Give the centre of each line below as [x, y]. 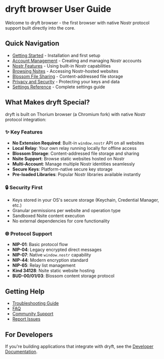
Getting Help [25, 291]
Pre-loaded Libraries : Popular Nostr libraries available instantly [77, 174]
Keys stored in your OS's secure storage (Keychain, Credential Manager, [85, 200]
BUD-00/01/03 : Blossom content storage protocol [63, 276]
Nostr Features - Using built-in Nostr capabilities [61, 66]
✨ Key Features [24, 132]
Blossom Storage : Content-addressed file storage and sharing [76, 153]
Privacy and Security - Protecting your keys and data [66, 81]
